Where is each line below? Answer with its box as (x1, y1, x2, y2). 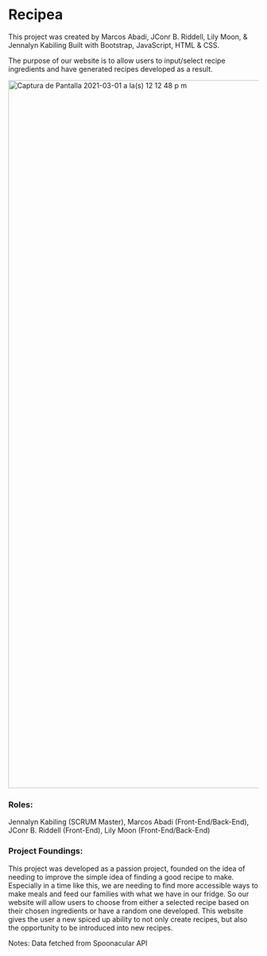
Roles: (8, 798, 33, 810)
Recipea (8, 6, 64, 24)
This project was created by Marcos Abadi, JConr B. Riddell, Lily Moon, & (8, 32, 248, 41)
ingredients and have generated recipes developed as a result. (8, 64, 213, 73)
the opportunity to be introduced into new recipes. (8, 923, 173, 932)
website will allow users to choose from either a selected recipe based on (8, 897, 249, 907)
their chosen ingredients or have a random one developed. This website (8, 906, 244, 915)
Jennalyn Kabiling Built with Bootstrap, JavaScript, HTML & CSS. (8, 40, 220, 49)
